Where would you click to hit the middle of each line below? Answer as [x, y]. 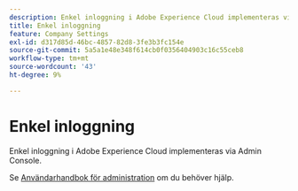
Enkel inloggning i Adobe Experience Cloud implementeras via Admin [135, 150]
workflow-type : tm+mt [49, 58]
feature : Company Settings [59, 34]
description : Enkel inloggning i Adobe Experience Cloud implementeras [144, 17]
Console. [26, 160]
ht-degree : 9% [35, 75]
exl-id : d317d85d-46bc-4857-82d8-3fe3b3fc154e [97, 42]
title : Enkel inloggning [55, 26]
